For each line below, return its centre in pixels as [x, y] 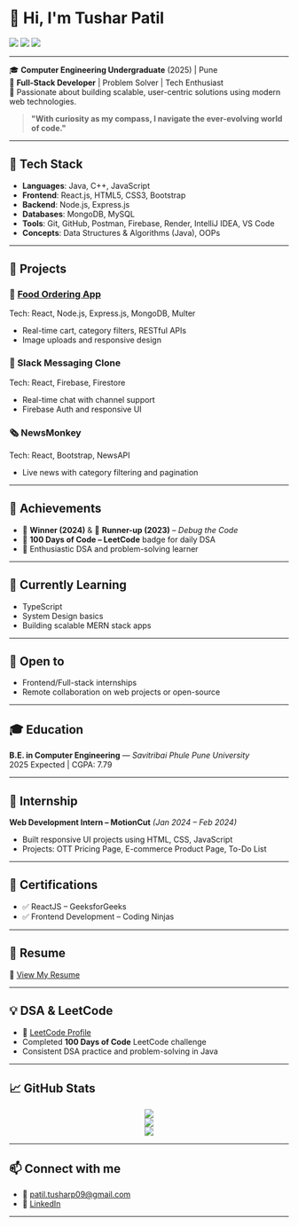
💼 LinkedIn [41, 1204]
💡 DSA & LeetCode [61, 1011]
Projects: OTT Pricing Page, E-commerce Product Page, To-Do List [145, 849]
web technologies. [43, 101]
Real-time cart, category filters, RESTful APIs [104, 331]
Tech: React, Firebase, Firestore [67, 382]
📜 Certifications [54, 885]
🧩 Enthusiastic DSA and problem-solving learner [110, 548]
